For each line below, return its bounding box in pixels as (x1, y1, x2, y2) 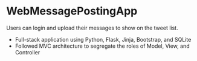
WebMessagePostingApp (6, 4, 138, 18)
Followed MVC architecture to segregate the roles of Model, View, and (15, 42, 190, 50)
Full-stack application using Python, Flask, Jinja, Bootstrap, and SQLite (15, 36, 192, 43)
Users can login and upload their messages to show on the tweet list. (6, 24, 178, 31)
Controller (15, 48, 40, 56)
